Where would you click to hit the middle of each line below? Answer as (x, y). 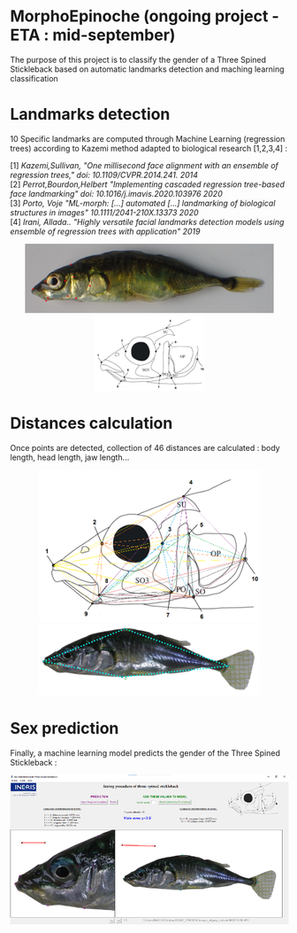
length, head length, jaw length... (70, 457)
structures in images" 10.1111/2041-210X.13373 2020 (104, 212)
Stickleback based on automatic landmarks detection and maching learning (148, 69)
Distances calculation (91, 424)
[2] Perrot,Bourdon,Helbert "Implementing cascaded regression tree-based (148, 184)
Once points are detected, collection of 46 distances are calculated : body (145, 448)
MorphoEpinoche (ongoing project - (145, 16)
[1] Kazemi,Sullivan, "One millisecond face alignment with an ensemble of (145, 165)
